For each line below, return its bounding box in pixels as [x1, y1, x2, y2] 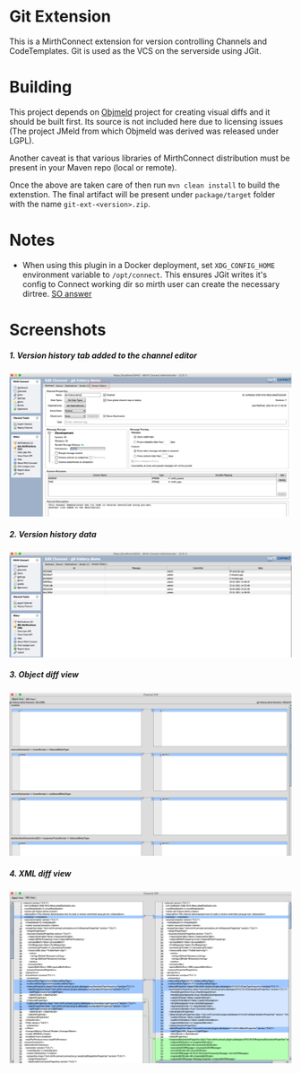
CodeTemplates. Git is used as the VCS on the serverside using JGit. [9, 45, 262, 56]
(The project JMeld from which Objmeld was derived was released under [9, 126, 279, 136]
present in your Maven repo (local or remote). [9, 161, 177, 172]
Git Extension [9, 6, 112, 27]
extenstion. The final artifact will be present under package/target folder [9, 188, 276, 199]
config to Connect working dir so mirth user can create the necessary [21, 278, 280, 289]
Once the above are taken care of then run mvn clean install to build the [9, 179, 280, 190]
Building [9, 77, 73, 98]
